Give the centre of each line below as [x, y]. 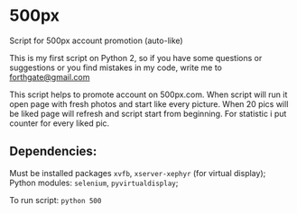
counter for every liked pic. [60, 123]
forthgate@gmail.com [50, 76]
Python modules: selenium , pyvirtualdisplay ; [94, 183]
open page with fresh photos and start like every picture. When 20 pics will [149, 103]
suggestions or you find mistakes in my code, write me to [116, 67]
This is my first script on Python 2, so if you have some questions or [136, 58]
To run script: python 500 [56, 200]
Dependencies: [53, 152]
